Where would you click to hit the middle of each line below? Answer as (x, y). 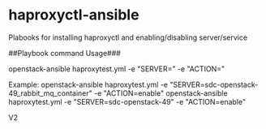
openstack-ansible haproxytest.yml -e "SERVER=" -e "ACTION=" (117, 69)
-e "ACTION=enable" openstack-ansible (161, 93)
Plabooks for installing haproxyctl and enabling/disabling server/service (128, 37)
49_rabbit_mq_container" (51, 93)
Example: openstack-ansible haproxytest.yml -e (88, 84)
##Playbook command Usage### (65, 53)
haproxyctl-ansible (74, 15)
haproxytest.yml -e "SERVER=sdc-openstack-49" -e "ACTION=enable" (127, 101)
